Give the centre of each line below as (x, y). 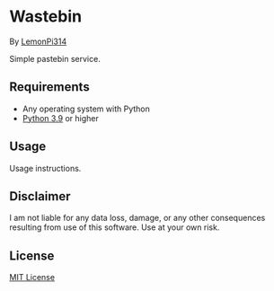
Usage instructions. (45, 168)
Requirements (49, 87)
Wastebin (46, 17)
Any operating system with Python (86, 109)
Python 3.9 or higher (60, 118)
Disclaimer (40, 196)
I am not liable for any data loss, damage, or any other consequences (137, 218)
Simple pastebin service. (55, 58)
